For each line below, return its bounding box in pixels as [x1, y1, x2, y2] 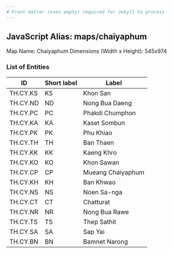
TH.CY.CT [9, 197, 38, 206]
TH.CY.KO [9, 158, 38, 166]
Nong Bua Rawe [83, 208, 129, 216]
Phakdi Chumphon [83, 108, 136, 117]
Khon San [83, 89, 111, 97]
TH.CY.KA [9, 118, 38, 127]
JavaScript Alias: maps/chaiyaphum [6, 32, 147, 42]
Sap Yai [83, 227, 105, 236]
